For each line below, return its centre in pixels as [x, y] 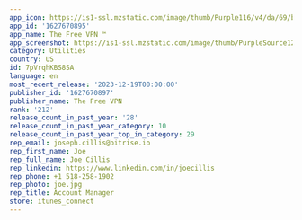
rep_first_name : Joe [48, 151]
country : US [31, 59]
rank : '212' [31, 110]
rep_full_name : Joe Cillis [60, 159]
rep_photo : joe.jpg [46, 185]
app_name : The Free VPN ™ [58, 34]
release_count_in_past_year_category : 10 [88, 127]
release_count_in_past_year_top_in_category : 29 [102, 135]
